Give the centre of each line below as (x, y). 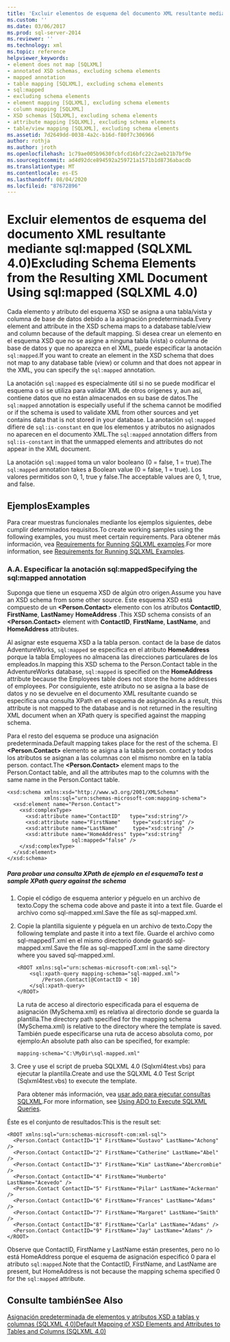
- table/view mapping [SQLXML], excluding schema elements (93, 128)
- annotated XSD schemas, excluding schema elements (84, 71)
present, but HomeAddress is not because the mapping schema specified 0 (114, 1271)
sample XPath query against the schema (67, 881)
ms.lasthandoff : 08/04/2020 (47, 179)
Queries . (29, 1109)
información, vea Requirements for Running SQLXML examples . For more (110, 544)
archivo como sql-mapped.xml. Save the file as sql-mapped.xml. (107, 913)
